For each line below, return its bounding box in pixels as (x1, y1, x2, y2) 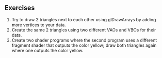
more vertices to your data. (11, 22, 66, 28)
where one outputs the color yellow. (11, 47, 83, 53)
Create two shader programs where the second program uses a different (11, 37, 157, 43)
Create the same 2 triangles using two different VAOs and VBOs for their (11, 27, 156, 33)
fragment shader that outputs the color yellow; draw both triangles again (11, 42, 157, 48)
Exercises (4, 4, 35, 12)
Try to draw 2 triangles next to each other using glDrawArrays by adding (11, 16, 156, 22)
